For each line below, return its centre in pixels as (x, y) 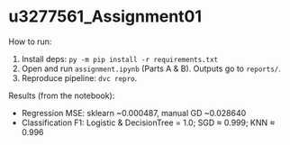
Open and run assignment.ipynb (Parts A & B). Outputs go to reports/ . (151, 68)
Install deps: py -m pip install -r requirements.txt (119, 59)
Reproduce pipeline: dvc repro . (79, 77)
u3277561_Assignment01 (105, 17)
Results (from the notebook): (62, 95)
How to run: (30, 41)
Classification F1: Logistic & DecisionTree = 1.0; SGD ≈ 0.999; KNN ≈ (148, 122)
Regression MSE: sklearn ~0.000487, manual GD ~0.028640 (134, 113)
